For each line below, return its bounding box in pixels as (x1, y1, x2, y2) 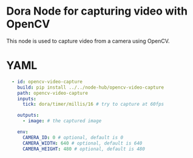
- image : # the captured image (22, 118, 102, 124)
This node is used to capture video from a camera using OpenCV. (6, 37, 170, 44)
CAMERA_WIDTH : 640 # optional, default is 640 (22, 140, 143, 146)
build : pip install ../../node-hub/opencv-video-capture (17, 84, 164, 91)
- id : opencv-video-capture (12, 78, 83, 84)
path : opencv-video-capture (17, 90, 88, 96)
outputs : (17, 112, 39, 118)
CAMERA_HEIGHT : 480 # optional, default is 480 (22, 146, 146, 152)
